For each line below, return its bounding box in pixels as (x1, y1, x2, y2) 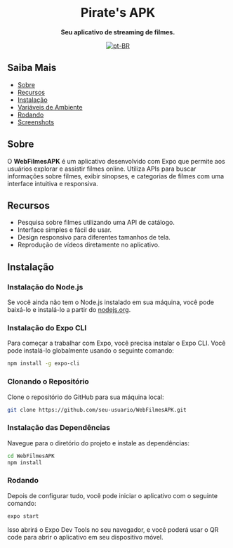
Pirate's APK (80, 5, 156, 21)
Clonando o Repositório (7, 377, 89, 386)
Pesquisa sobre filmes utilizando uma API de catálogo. (17, 218, 175, 227)
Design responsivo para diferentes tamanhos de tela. (17, 233, 171, 242)
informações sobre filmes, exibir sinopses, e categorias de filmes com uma (7, 171, 225, 180)
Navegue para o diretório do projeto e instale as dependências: (7, 438, 190, 447)
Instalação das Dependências (7, 423, 111, 433)
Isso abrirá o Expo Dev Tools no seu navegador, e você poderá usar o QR (7, 525, 219, 534)
